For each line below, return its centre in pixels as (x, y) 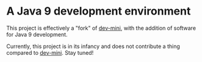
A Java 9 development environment (99, 11)
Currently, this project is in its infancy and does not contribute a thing (93, 46)
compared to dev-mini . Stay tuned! (50, 52)
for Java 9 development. (37, 34)
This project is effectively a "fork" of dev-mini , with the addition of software (101, 28)
